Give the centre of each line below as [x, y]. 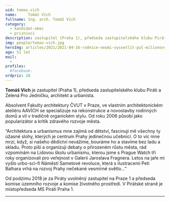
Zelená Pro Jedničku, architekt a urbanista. [50, 95]
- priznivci [23, 33]
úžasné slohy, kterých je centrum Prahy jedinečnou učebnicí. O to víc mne [83, 136]
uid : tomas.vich [22, 10]
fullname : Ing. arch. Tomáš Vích [40, 19]
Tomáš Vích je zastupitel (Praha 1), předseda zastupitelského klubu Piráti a [83, 90]
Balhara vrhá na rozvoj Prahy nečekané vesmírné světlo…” [66, 168]
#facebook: [21, 71]
